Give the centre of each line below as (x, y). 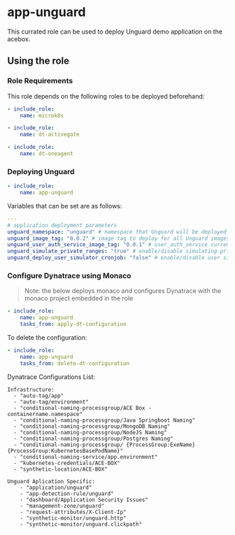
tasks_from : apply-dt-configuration (73, 324)
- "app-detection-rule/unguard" (67, 494)
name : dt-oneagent (47, 154)
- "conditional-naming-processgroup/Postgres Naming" (93, 438)
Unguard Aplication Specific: (51, 481)
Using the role (38, 61)
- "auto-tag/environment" (51, 402)
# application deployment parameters (62, 225)
